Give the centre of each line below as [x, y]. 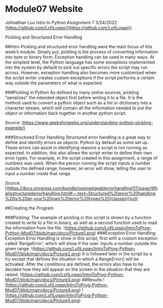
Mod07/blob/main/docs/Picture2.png [42, 254]
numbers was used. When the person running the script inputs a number [78, 163]
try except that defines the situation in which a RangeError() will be [72, 259]
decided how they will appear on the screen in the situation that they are [77, 269]
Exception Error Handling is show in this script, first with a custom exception [81, 238]
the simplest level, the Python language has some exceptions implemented [80, 62]
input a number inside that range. [38, 173]
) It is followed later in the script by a [116, 254]
